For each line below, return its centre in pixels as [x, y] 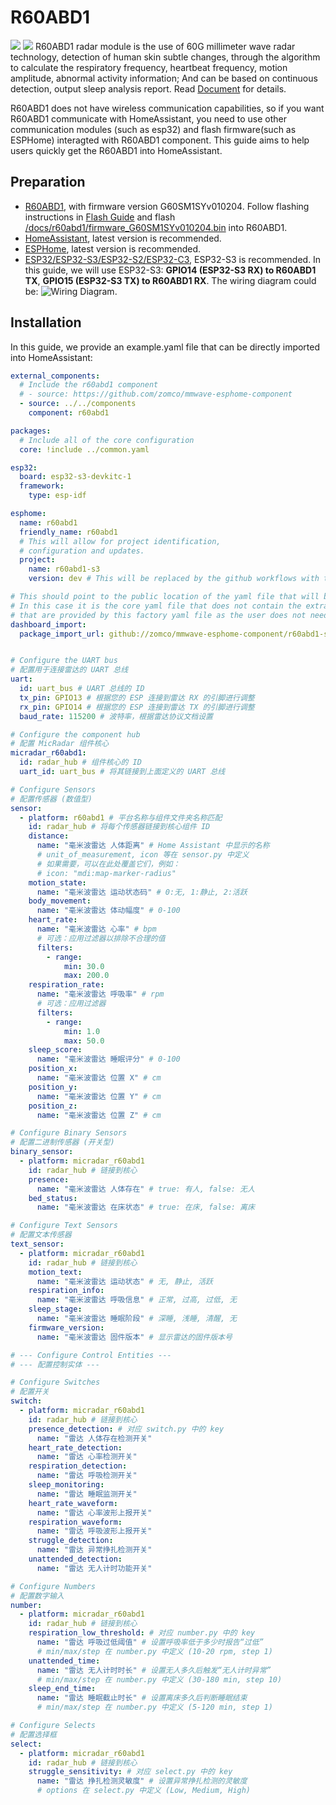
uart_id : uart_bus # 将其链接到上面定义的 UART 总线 [122, 772]
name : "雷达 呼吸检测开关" [87, 1476]
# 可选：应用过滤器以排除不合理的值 [101, 938]
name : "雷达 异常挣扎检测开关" [94, 1550]
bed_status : [53, 1198]
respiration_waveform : [75, 1522]
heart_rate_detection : [75, 1447]
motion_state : [57, 882]
